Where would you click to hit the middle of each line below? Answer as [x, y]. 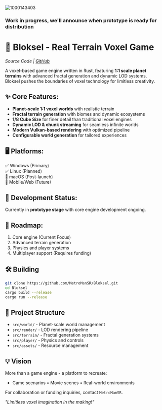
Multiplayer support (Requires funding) [52, 253]
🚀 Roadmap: [24, 225]
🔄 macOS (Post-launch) [29, 177]
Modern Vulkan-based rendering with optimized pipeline [71, 130]
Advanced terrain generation [41, 243]
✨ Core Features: [32, 97]
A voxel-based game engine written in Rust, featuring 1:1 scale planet [76, 70]
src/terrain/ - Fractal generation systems [55, 335]
